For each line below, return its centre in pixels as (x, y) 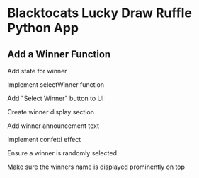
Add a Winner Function (59, 54)
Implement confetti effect (44, 140)
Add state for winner (37, 71)
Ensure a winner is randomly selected (62, 153)
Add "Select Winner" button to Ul (56, 98)
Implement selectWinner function (56, 85)
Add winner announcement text (53, 126)
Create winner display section (51, 112)
